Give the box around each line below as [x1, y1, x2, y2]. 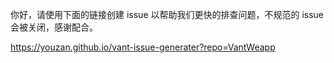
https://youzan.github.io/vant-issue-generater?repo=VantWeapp [10, 41, 276, 53]
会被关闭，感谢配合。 [10, 21, 98, 33]
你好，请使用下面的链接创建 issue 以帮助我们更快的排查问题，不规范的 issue [10, 9, 325, 20]
